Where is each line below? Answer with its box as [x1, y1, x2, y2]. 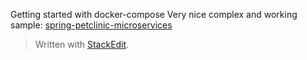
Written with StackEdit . [34, 39, 130, 50]
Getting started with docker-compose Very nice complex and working [10, 9, 298, 20]
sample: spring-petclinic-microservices [10, 19, 173, 31]
